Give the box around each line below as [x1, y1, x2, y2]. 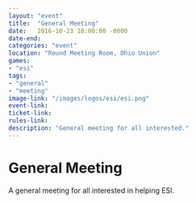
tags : [8, 72, 27, 80]
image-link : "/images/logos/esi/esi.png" [8, 94, 150, 102]
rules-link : [8, 117, 48, 125]
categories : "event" [8, 42, 78, 50]
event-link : [8, 101, 48, 110]
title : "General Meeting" [8, 19, 99, 27]
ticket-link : [8, 110, 52, 118]
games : [8, 57, 31, 65]
